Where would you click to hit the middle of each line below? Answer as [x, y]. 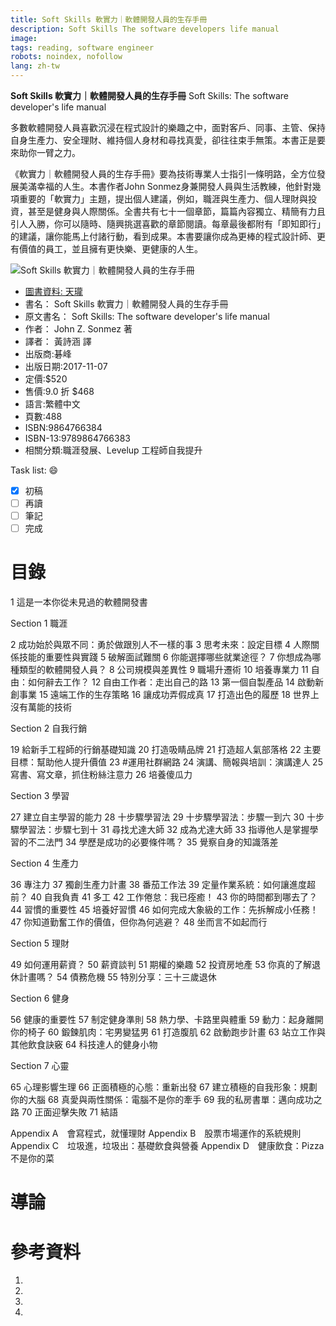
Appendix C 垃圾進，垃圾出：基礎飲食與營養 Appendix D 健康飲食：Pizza [167, 1146]
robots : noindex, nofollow [66, 57]
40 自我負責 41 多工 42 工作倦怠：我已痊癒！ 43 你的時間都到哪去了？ [173, 897]
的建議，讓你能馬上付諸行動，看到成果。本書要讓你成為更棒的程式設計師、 [163, 236]
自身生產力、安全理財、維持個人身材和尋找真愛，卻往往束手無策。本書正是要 [168, 140]
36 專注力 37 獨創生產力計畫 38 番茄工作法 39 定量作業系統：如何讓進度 [159, 885]
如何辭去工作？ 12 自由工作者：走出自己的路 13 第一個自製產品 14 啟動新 [175, 682]
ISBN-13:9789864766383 [77, 438]
